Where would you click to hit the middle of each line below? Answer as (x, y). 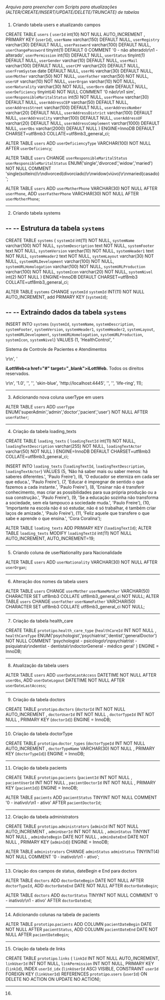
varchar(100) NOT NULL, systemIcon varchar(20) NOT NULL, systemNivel (79, 272)
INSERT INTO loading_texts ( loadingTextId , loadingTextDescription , (75, 466)
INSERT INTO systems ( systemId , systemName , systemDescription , (70, 324)
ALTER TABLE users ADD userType (40, 407)
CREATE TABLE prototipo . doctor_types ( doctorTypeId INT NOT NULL (75, 743)
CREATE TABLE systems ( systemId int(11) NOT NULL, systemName (70, 240)
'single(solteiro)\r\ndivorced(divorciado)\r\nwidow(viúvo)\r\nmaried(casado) (82, 173)
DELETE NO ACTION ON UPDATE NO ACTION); (53, 979)
